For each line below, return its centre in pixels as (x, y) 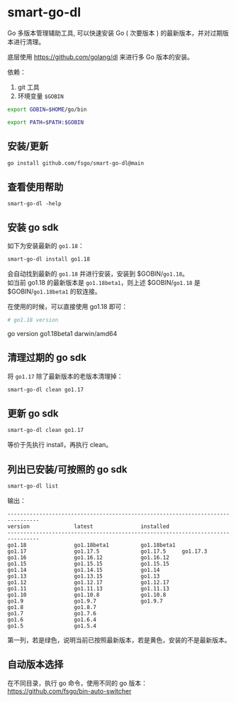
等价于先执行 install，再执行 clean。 (60, 445)
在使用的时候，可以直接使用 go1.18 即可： (68, 306)
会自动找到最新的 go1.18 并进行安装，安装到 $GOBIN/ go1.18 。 (98, 274)
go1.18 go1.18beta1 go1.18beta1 (91, 545)
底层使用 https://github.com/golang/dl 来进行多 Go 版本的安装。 (100, 57)
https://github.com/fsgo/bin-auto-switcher (69, 691)
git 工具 (29, 87)
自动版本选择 (35, 665)
